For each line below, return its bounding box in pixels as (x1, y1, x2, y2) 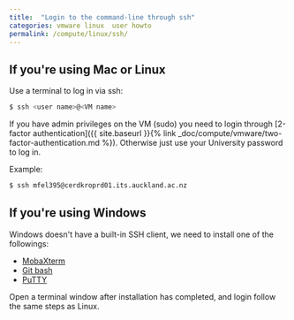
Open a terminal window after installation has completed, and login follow (9, 291, 276, 301)
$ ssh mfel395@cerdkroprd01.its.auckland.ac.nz (9, 181, 188, 190)
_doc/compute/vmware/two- (177, 128, 283, 139)
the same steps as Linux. (9, 301, 100, 311)
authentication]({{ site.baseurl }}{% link (32, 128, 177, 139)
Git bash (21, 264, 53, 275)
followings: (9, 238, 49, 248)
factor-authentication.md (9, 138, 100, 149)
